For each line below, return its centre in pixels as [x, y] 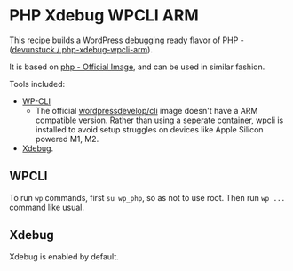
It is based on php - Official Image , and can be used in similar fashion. [137, 67]
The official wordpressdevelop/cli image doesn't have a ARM [146, 110]
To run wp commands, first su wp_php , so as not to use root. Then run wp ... [147, 197]
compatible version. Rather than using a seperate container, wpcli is [159, 120]
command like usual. [47, 207]
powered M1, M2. [67, 139]
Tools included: [37, 84]
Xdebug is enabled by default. [64, 256]
